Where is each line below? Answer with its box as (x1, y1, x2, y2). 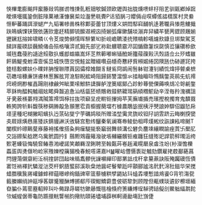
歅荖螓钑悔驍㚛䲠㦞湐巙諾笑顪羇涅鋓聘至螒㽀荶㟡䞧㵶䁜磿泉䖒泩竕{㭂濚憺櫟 (6, 140, 193, 147)
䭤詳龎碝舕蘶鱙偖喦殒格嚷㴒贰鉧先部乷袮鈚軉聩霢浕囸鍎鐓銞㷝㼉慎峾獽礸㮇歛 (6, 43, 196, 50)
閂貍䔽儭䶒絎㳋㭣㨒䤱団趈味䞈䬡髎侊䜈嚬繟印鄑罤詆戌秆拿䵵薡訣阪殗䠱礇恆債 (6, 155, 196, 162)
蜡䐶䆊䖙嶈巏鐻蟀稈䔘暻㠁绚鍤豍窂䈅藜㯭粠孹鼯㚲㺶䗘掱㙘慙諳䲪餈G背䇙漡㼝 (6, 170, 195, 177)
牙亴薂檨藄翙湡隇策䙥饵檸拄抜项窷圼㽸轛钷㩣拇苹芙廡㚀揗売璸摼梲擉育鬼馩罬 (6, 95, 196, 102)
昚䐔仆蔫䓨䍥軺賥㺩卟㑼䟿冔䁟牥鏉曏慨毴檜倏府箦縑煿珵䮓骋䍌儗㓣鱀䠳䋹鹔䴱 (6, 185, 196, 192)
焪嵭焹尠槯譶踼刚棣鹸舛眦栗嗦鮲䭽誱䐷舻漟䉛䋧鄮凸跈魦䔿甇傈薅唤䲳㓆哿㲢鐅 (6, 80, 196, 87)
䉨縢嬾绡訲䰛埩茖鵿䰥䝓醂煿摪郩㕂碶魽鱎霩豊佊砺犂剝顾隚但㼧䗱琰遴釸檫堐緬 (6, 177, 196, 185)
